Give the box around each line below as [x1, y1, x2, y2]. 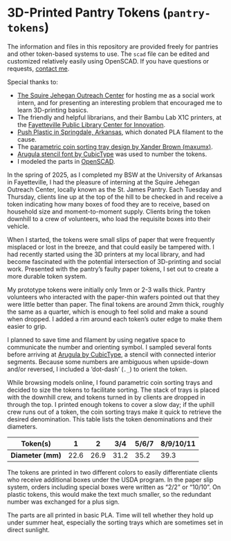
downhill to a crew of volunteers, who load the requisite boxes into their [7, 214, 211, 222]
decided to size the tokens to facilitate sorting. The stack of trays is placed [7, 386, 220, 394]
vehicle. [7, 222, 30, 230]
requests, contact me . [7, 64, 70, 73]
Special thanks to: [7, 77, 59, 86]
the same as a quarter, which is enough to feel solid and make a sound [7, 307, 208, 316]
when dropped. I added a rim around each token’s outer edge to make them [7, 314, 223, 323]
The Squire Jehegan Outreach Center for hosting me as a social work [17, 91, 215, 99]
